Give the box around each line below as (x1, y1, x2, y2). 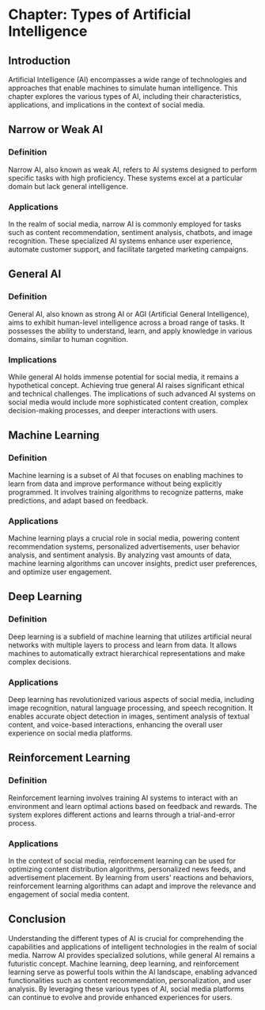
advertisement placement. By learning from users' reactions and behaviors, (8, 872, 255, 882)
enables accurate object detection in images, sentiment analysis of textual (8, 711, 250, 721)
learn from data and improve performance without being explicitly (8, 479, 222, 488)
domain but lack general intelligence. (8, 181, 129, 191)
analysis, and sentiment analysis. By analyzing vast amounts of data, (8, 550, 232, 560)
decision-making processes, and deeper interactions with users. (8, 405, 218, 415)
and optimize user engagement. (8, 567, 112, 576)
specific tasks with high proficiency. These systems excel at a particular (8, 173, 243, 183)
